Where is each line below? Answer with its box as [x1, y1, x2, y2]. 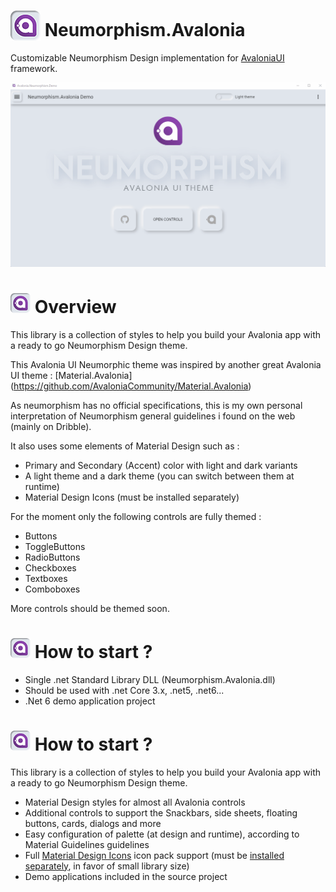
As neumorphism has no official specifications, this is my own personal [10, 399, 303, 411]
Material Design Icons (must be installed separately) [24, 491, 240, 503]
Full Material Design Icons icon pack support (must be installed [24, 849, 285, 861]
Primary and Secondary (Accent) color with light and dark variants [24, 459, 298, 471]
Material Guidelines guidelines [24, 838, 150, 850]
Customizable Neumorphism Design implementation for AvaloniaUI [10, 51, 285, 64]
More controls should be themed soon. [10, 602, 170, 614]
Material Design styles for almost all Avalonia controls [24, 796, 246, 808]
